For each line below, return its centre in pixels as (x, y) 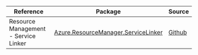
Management (27, 29)
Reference (29, 11)
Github (178, 32)
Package (108, 11)
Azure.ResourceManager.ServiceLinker (108, 32)
